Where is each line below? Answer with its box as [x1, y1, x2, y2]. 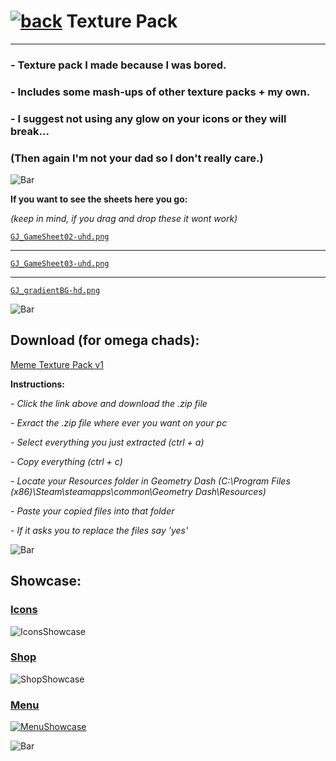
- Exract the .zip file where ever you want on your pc [10, 416, 228, 429]
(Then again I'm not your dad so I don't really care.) [10, 151, 264, 165]
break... [10, 124, 50, 138]
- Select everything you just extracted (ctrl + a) [10, 436, 205, 448]
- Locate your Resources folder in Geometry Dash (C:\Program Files [10, 475, 291, 487]
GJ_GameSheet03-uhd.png [10, 259, 110, 269]
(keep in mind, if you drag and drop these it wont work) [10, 213, 238, 224]
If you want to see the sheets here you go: [10, 193, 188, 205]
